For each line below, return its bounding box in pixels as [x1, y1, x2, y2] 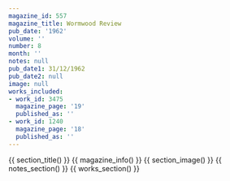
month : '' [8, 50, 42, 58]
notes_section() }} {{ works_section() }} [8, 163, 140, 173]
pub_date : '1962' [8, 27, 67, 35]
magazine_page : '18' [15, 125, 85, 133]
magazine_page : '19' [15, 102, 85, 110]
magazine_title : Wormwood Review [8, 19, 122, 28]
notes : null [8, 58, 49, 66]
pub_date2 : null [8, 72, 63, 80]
